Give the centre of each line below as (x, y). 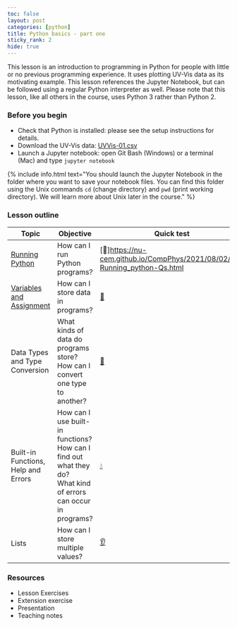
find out (70, 457)
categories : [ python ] (39, 27)
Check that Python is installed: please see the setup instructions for (116, 131)
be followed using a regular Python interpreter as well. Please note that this (116, 89)
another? (72, 401)
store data (74, 292)
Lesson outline (33, 215)
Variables (26, 288)
